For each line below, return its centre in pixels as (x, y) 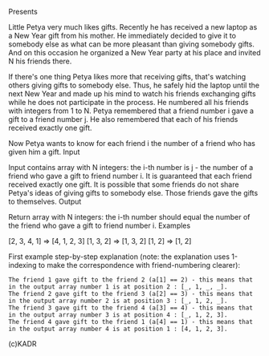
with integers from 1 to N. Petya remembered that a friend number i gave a (131, 111)
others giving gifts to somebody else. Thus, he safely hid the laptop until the (134, 85)
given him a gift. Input (44, 152)
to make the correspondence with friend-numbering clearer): (139, 265)
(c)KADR (23, 344)
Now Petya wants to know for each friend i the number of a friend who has (132, 143)
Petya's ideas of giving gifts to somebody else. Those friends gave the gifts (133, 193)
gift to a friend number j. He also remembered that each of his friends (123, 119)
